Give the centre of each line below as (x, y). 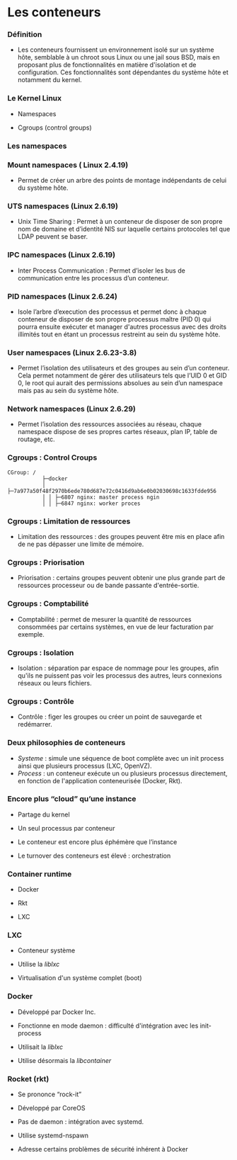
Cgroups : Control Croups (52, 457)
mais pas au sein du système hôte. (68, 391)
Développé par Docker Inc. (57, 1012)
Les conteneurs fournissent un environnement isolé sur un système (116, 50)
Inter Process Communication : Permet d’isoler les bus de (101, 271)
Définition (25, 35)
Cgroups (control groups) (54, 127)
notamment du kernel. (50, 80)
